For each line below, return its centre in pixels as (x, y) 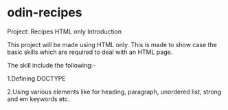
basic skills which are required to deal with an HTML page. (90, 52)
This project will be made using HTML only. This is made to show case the (112, 44)
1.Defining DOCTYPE (37, 78)
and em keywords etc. (38, 99)
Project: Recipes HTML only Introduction (65, 31)
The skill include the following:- (52, 65)
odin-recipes (45, 13)
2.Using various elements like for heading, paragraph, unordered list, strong (114, 92)
